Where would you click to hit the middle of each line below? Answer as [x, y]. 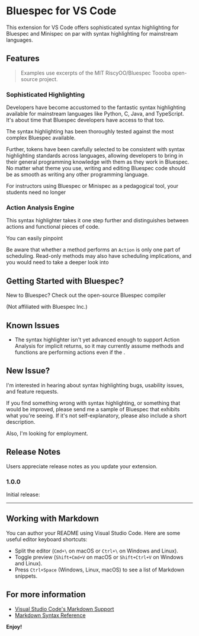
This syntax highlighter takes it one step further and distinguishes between [97, 220]
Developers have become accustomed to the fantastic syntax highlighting [96, 107]
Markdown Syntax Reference [50, 615]
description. [21, 421]
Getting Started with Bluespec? [65, 281]
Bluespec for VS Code [61, 11]
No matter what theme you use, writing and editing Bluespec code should [96, 168]
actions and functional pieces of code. [53, 227]
